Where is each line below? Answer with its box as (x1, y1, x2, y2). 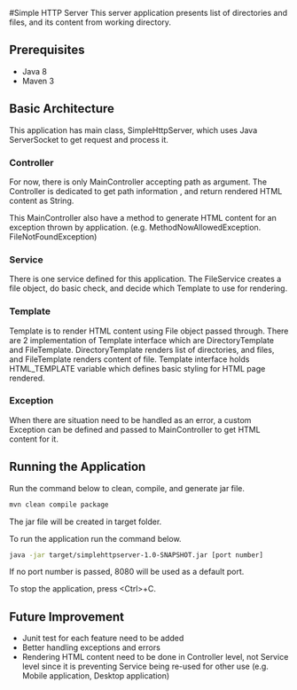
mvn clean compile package (9, 500, 109, 509)
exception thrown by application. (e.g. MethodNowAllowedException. (9, 222, 262, 232)
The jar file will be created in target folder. (9, 516, 162, 527)
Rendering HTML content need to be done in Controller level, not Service (21, 652, 289, 663)
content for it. (9, 434, 59, 444)
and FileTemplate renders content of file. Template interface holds (9, 354, 250, 365)
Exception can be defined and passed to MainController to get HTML (9, 424, 261, 435)
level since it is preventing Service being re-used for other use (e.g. (21, 661, 269, 672)
